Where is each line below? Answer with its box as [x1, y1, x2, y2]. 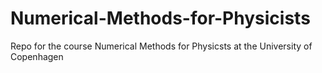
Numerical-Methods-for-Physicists [10, 7, 311, 30]
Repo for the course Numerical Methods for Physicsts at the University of [10, 40, 313, 52]
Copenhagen [10, 50, 64, 62]
